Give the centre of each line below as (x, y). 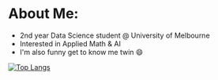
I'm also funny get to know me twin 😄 (81, 52)
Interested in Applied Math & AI (70, 43)
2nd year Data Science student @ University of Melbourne (115, 35)
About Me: (43, 14)
